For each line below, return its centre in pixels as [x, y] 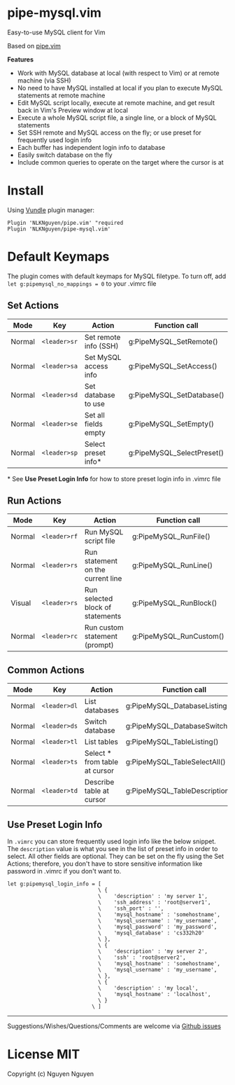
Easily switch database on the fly [65, 155]
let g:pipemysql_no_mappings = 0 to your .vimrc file [82, 283]
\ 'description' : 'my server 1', [153, 897]
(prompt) [99, 645]
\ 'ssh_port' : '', [131, 908]
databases [101, 710]
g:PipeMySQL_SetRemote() [173, 341]
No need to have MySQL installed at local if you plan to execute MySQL [120, 88]
